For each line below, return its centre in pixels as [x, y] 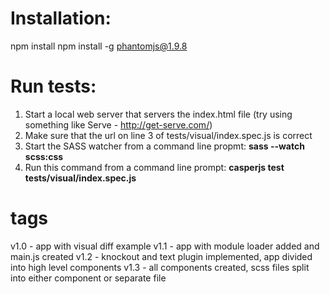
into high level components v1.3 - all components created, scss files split [160, 267]
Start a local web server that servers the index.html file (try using [158, 114]
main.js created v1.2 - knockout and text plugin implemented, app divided [161, 256]
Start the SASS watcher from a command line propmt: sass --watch [164, 146]
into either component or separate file [88, 278]
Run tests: [53, 86]
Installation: [61, 18]
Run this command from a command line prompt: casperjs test [154, 167]
